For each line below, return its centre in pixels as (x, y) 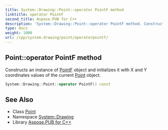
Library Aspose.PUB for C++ (42, 122)
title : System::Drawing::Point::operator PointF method (64, 10)
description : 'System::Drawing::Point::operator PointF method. (73, 24)
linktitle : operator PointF (34, 14)
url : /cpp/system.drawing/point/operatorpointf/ (57, 38)
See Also (19, 99)
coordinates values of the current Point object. (53, 75)
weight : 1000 (19, 33)
